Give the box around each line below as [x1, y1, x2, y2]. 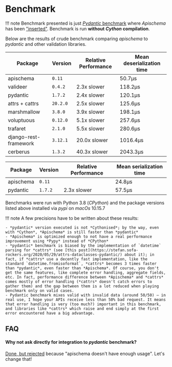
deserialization [123, 60, 161, 67]
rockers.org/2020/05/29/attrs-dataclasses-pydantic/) [5, 252, 123, 257]
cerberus [8, 148, 30, 155]
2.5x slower [76, 100, 105, 107]
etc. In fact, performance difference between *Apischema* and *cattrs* [5, 274, 164, 279]
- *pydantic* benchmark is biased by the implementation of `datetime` [5, 243, 161, 248]
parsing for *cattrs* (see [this [5, 248, 77, 253]
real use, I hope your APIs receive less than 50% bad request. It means [5, 297, 166, 302]
